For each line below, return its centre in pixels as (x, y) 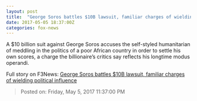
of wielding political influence (42, 81)
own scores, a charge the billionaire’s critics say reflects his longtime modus (98, 57)
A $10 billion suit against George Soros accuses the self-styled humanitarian (98, 44)
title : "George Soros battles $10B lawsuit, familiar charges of (89, 17)
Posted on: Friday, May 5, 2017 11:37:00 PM (72, 92)
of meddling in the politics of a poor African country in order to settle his (93, 51)
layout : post (22, 11)
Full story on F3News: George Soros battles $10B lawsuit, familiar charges (96, 74)
